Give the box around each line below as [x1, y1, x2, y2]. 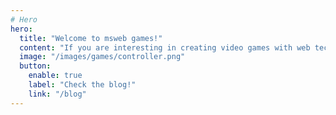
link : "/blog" [28, 89, 87, 99]
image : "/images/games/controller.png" [19, 52, 186, 62]
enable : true [28, 71, 83, 81]
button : [19, 61, 52, 71]
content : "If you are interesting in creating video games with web [19, 42, 311, 53]
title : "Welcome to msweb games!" [19, 33, 163, 43]
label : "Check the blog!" [28, 80, 137, 90]
